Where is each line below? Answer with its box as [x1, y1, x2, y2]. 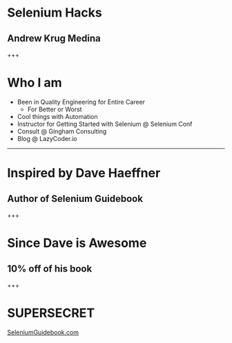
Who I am [7, 75, 62, 91]
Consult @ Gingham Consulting [17, 127, 107, 136]
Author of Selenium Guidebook [7, 192, 144, 205]
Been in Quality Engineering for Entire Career [17, 98, 146, 106]
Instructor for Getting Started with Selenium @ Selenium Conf [17, 120, 193, 128]
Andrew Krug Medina [7, 33, 101, 44]
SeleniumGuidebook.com [7, 328, 79, 336]
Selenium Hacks [7, 5, 102, 21]
